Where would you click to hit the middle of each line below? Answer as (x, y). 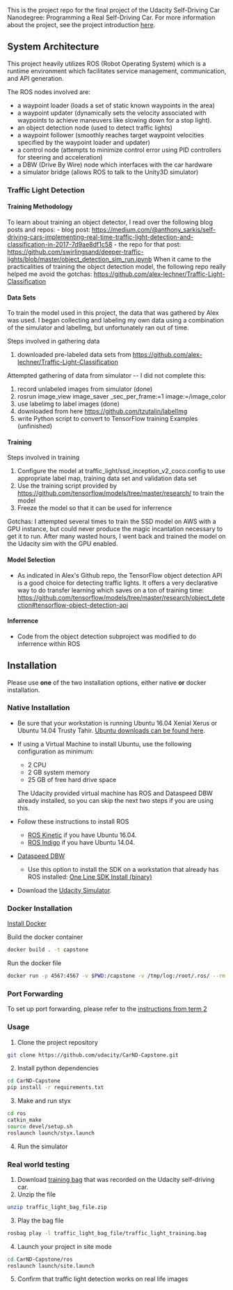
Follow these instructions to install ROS (73, 821)
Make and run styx (44, 1101)
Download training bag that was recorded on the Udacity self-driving (116, 1179)
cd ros (17, 1114)
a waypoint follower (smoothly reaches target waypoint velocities (111, 135)
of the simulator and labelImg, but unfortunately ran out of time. (98, 328)
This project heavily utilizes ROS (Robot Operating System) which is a (107, 63)
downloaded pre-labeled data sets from (74, 355)
